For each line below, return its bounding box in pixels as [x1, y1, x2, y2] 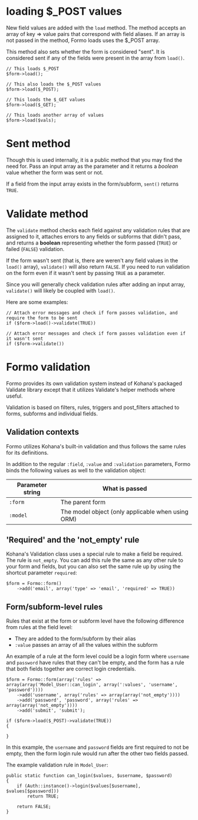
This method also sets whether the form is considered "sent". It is [6, 48, 165, 55]
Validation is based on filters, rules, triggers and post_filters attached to [6, 404, 180, 411]
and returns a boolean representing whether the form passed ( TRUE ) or [6, 239, 178, 246]
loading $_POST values [6, 5, 123, 18]
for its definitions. [6, 449, 49, 456]
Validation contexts [6, 427, 80, 437]
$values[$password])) [6, 788, 60, 794]
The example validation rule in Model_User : [6, 762, 108, 769]
